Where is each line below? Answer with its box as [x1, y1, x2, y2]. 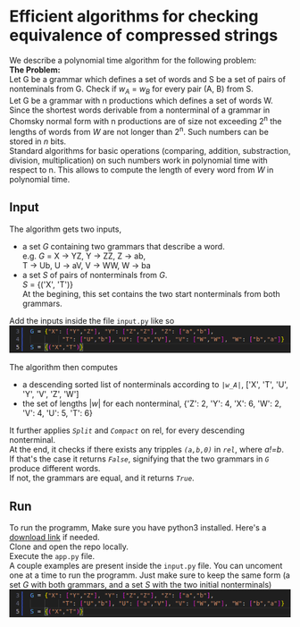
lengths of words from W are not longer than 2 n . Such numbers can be [9, 125, 270, 138]
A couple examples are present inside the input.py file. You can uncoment [9, 561, 283, 572]
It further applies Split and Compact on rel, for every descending [9, 425, 246, 436]
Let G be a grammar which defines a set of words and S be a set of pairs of [9, 73, 286, 84]
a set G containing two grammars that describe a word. [21, 241, 225, 251]
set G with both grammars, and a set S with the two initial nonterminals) [9, 580, 272, 590]
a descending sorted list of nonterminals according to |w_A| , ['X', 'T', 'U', [21, 379, 288, 390]
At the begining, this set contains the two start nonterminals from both [21, 288, 281, 299]
